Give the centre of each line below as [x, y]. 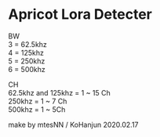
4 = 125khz [26, 52]
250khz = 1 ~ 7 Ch [38, 101]
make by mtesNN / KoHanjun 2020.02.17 [73, 124]
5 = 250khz [27, 61]
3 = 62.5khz [27, 44]
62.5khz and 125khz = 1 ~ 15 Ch [60, 92]
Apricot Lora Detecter [80, 14]
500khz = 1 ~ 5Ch [37, 109]
